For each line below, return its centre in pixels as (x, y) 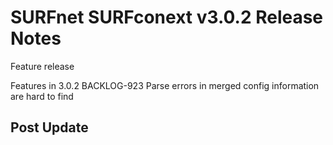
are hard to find (42, 96)
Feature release (42, 66)
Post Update (49, 127)
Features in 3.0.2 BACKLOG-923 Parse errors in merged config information (165, 85)
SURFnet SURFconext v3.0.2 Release (167, 17)
